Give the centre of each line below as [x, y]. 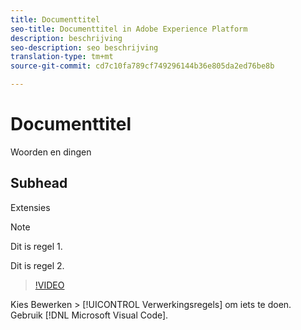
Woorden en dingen [51, 152]
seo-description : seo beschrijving [84, 47]
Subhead [39, 183]
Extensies [30, 207]
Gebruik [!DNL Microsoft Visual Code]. [89, 315]
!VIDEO [49, 285]
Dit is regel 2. [37, 265]
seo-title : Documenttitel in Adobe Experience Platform [129, 29]
